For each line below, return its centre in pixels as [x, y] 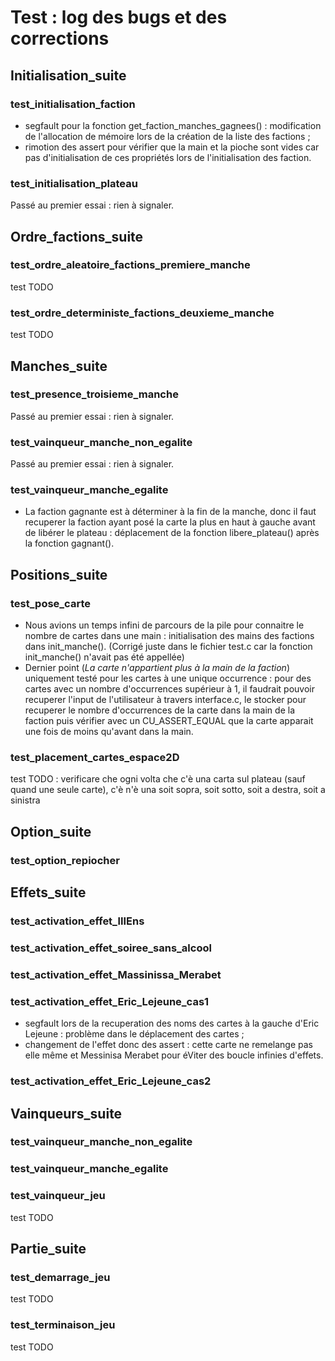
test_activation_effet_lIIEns [77, 921]
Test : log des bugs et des [119, 17]
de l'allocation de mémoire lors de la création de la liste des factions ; [167, 136]
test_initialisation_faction [73, 104]
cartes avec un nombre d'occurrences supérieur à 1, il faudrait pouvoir [170, 689]
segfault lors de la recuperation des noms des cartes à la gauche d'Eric [172, 1023]
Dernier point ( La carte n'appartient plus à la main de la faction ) [157, 668]
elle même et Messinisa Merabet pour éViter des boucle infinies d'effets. [174, 1055]
